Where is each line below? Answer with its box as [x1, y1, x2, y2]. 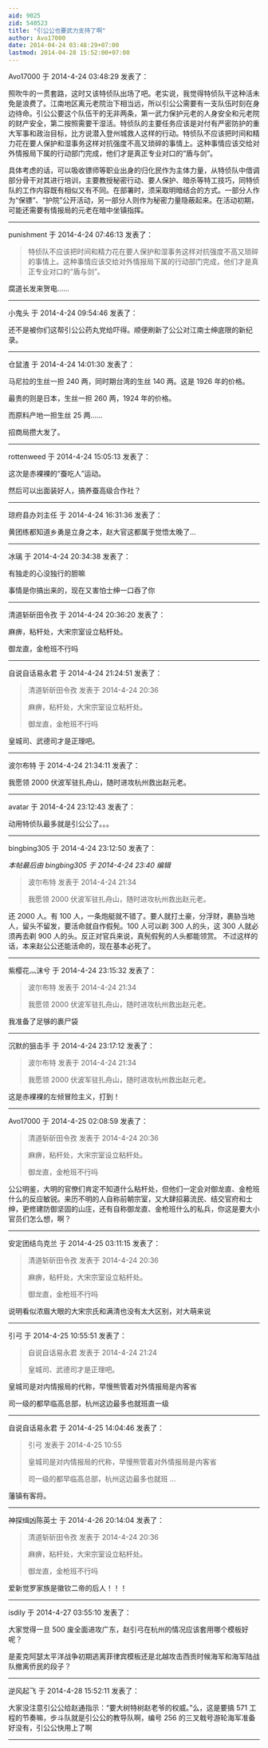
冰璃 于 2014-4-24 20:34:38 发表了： [8, 552, 132, 561]
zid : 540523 [8, 19, 48, 27]
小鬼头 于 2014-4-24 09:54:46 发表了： [8, 308, 138, 318]
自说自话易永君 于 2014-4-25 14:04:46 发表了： [8, 1423, 165, 1433]
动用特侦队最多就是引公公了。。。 [8, 819, 113, 829]
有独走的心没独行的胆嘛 [8, 568, 85, 578]
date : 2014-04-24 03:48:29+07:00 [8, 42, 120, 49]
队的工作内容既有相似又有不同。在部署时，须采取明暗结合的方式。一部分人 [8, 185, 253, 195]
